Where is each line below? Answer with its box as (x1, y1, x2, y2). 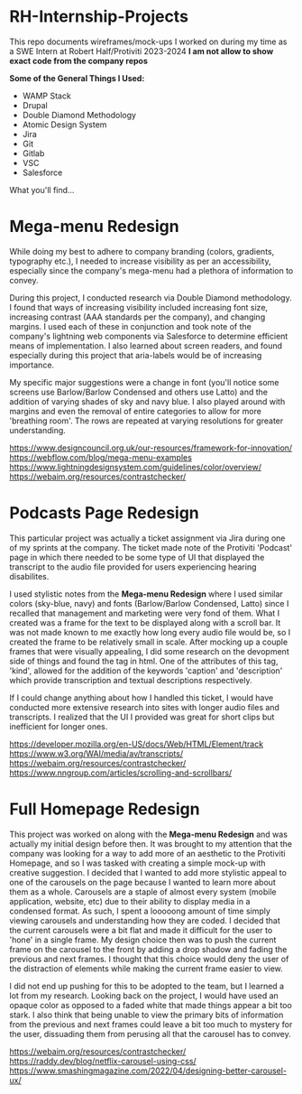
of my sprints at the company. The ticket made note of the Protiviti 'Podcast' (9, 542, 293, 552)
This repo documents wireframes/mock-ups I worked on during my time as (9, 36, 288, 47)
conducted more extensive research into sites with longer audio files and (9, 701, 279, 712)
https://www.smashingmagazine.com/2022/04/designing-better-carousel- (9, 1065, 287, 1076)
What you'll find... (9, 184, 75, 195)
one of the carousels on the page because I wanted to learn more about (9, 876, 277, 887)
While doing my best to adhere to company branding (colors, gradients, (9, 246, 275, 256)
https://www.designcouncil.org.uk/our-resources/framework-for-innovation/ (9, 442, 293, 453)
